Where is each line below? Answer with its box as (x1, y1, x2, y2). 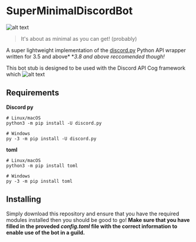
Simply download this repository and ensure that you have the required (6, 210, 179, 217)
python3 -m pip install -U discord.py (6, 120, 102, 126)
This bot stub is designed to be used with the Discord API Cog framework (6, 64, 185, 72)
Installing (6, 194, 41, 205)
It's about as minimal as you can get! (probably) (20, 35, 137, 42)
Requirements (6, 88, 59, 98)
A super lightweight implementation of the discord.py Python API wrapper (6, 46, 187, 54)
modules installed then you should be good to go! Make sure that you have (6, 216, 190, 223)
